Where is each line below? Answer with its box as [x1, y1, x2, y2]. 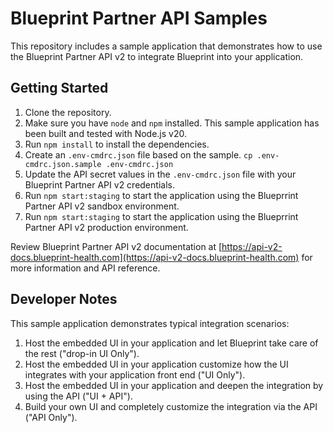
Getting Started [10, 80, 109, 97]
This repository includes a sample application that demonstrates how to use [10, 40, 323, 52]
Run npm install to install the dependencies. [24, 138, 210, 150]
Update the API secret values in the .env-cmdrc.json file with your [24, 168, 297, 180]
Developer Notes [10, 291, 118, 308]
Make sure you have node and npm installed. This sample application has [24, 117, 320, 129]
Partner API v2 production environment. [24, 221, 189, 233]
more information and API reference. [10, 262, 161, 274]
